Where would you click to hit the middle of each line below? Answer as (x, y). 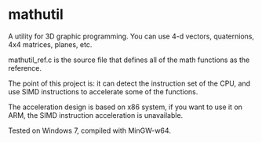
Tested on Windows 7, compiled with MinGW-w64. (89, 130)
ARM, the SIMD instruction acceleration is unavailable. (96, 115)
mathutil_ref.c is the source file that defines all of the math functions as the (129, 60)
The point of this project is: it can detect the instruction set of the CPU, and (129, 83)
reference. (25, 68)
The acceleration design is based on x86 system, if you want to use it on (126, 107)
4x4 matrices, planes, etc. (50, 44)
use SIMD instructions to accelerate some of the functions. (103, 91)
